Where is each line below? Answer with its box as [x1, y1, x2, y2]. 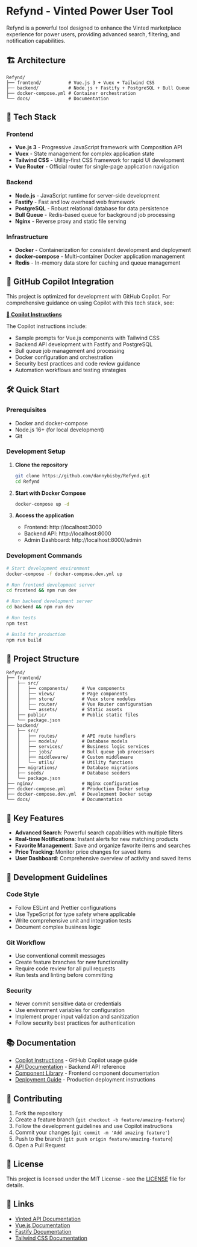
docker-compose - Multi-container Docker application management [14, 253, 185, 260]
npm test [6, 620, 28, 627]
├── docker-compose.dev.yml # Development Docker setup [6, 791, 152, 797]
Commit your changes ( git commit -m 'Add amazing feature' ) [14, 1129, 170, 1136]
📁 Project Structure [6, 654, 80, 664]
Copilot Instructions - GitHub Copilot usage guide [14, 1057, 138, 1064]
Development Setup [6, 447, 66, 456]
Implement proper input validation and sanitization [14, 1013, 140, 1020]
